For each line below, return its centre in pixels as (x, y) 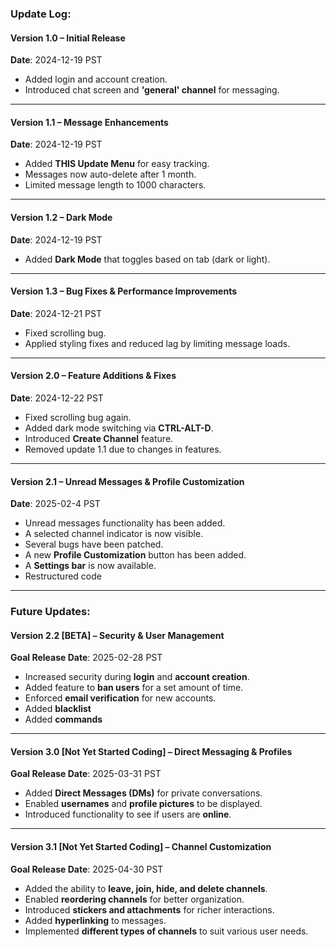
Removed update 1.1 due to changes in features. (123, 449)
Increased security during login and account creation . (137, 677)
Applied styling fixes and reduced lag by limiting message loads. (157, 343)
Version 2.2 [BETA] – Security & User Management (117, 635)
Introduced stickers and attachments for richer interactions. (149, 909)
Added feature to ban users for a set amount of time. (134, 688)
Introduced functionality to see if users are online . (128, 814)
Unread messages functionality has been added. (125, 523)
